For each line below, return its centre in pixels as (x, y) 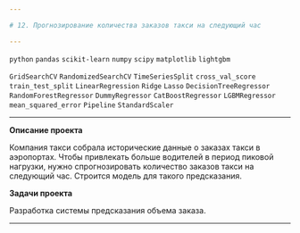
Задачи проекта (41, 193)
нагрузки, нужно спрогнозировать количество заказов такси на (132, 166)
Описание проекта (46, 129)
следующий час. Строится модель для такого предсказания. (126, 176)
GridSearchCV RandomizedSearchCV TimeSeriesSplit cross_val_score (133, 77)
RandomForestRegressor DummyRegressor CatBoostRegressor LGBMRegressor (143, 96)
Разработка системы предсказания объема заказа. (108, 210)
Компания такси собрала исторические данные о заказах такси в (135, 147)
